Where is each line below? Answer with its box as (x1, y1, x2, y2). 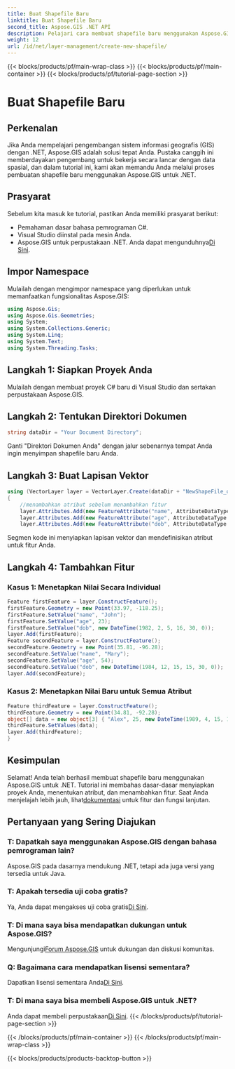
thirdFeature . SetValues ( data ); (7, 722, 99, 729)
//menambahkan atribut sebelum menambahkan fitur (20, 501, 168, 508)
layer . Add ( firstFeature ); (7, 631, 83, 638)
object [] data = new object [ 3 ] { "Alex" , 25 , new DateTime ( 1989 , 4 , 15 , (7, 715, 224, 723)
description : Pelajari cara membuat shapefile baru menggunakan (7, 29, 199, 37)
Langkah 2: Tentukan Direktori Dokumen (7, 410, 187, 422)
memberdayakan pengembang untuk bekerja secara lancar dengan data (7, 156, 215, 164)
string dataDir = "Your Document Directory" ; (7, 429, 142, 436)
